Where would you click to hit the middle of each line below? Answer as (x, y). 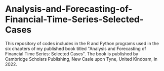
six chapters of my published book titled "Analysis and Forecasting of (76, 48)
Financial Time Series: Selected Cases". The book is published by (72, 54)
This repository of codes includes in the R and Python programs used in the (82, 43)
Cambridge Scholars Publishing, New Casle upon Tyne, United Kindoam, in (81, 59)
